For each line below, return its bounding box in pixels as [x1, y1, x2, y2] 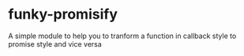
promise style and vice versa [8, 39, 103, 48]
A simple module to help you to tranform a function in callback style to [8, 31, 237, 40]
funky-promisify [8, 5, 118, 23]
